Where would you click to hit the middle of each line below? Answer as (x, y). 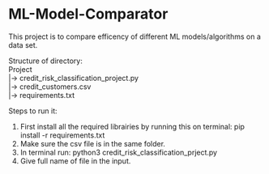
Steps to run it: (33, 111)
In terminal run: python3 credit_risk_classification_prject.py (118, 152)
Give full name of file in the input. (75, 161)
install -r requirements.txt (62, 135)
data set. (23, 45)
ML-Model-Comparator (88, 14)
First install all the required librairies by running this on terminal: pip (132, 126)
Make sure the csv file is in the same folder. (93, 143)
